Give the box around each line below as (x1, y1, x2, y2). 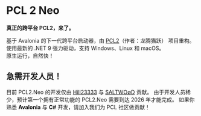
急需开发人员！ (6, 72, 62, 82)
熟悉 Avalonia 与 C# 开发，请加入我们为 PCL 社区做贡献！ (6, 103, 151, 111)
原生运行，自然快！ (6, 52, 54, 59)
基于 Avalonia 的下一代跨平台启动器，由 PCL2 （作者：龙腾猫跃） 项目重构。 (6, 37, 195, 44)
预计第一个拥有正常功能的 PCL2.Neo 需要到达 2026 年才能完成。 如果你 (16, 96, 195, 103)
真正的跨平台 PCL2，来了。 (6, 24, 74, 31)
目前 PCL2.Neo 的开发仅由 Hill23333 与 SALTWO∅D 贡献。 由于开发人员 (6, 88, 186, 96)
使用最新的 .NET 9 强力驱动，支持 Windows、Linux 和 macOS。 (6, 44, 165, 52)
